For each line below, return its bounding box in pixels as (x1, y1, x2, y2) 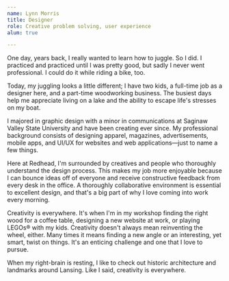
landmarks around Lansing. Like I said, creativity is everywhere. (7, 266, 187, 274)
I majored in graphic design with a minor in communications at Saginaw (7, 117, 208, 125)
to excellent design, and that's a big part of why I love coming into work (7, 188, 208, 197)
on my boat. (7, 103, 41, 112)
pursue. (7, 245, 29, 254)
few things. (7, 146, 39, 154)
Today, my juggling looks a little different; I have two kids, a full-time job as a (7, 82, 223, 90)
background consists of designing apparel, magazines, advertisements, (7, 132, 208, 140)
